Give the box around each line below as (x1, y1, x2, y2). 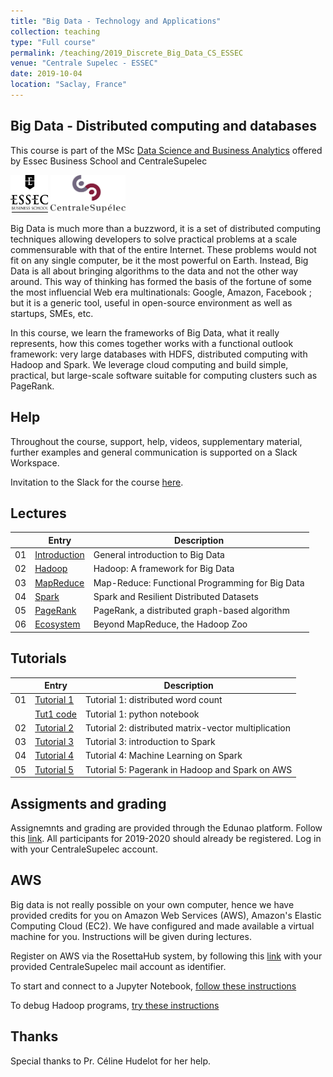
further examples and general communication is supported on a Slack (10, 446, 298, 458)
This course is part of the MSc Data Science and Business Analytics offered (10, 144, 323, 156)
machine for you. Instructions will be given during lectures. (10, 930, 252, 942)
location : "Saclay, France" (10, 80, 128, 90)
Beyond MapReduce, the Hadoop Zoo (93, 618, 248, 630)
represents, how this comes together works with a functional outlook (10, 337, 294, 349)
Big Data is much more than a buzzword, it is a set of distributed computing (10, 222, 322, 234)
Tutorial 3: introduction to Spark (84, 736, 216, 748)
